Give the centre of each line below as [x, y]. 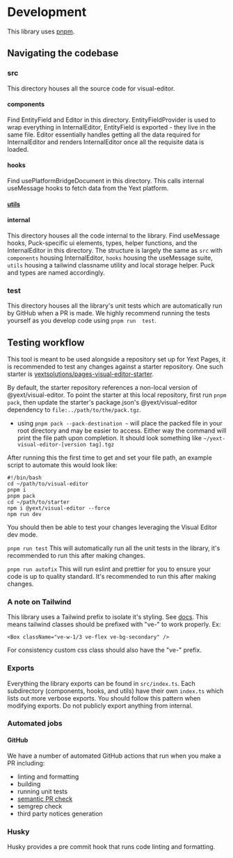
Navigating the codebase [63, 53]
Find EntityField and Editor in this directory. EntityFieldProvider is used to [111, 120]
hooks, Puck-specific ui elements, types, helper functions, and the [102, 243]
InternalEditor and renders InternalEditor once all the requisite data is [106, 142]
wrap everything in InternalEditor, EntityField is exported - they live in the [112, 127]
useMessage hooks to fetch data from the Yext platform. [88, 188]
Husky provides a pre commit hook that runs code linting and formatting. [111, 846]
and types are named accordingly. [56, 272]
